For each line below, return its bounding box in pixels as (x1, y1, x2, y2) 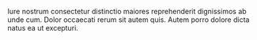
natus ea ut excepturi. (7, 24, 78, 32)
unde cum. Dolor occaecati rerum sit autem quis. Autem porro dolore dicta (7, 15, 250, 24)
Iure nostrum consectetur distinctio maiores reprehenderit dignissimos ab (7, 7, 247, 16)
